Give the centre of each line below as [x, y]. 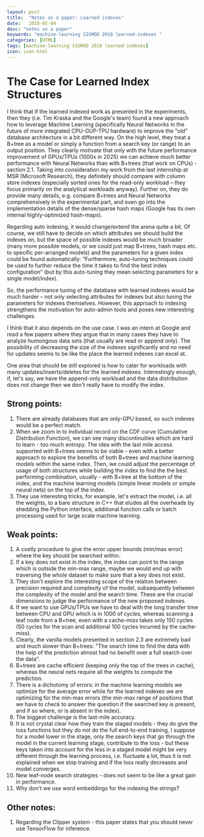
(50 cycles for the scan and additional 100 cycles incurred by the [97, 627]
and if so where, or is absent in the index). [68, 711]
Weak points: [32, 534]
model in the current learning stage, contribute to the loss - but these [102, 743]
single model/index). [32, 278]
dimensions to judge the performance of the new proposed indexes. [101, 601]
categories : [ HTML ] [32, 40]
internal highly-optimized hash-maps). [55, 215]
